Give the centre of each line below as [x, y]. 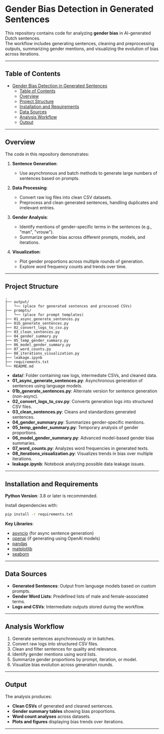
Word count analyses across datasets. [51, 716]
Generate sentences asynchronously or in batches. [63, 638]
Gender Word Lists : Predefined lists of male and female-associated [80, 596]
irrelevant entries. [37, 207]
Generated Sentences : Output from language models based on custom [84, 586]
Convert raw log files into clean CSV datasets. [66, 197]
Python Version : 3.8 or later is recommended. [51, 496]
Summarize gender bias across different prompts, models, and [82, 237]
